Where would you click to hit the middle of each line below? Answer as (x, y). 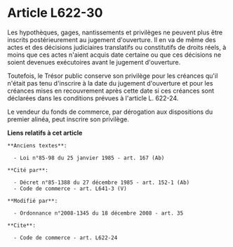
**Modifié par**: (33, 201)
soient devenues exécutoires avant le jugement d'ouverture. (94, 62)
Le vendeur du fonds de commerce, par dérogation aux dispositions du (110, 112)
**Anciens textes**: (38, 145)
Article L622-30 (55, 13)
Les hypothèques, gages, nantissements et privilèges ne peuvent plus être (115, 32)
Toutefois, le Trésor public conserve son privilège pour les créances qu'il (113, 76)
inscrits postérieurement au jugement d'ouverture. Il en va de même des (112, 39)
